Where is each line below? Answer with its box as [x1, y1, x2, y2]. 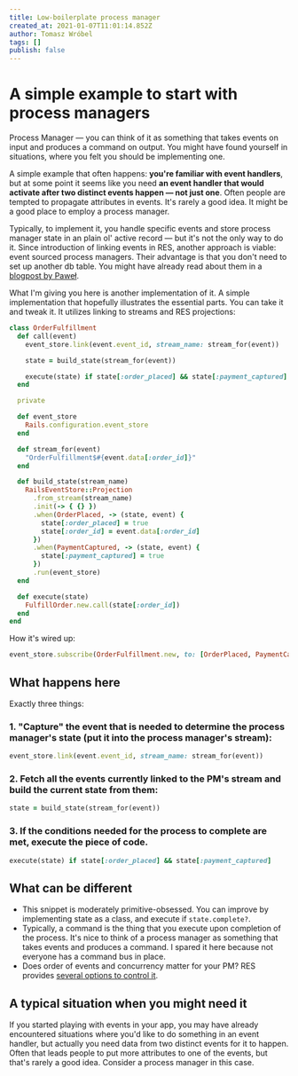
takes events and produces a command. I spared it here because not [21, 942, 273, 953]
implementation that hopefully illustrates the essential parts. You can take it [9, 297, 284, 308]
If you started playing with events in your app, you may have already [9, 1019, 259, 1030]
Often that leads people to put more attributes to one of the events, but [9, 1048, 268, 1058]
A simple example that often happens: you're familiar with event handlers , [9, 169, 284, 179]
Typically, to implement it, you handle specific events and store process [9, 224, 271, 234]
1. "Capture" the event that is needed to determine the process [9, 720, 286, 733]
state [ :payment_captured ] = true [41, 552, 165, 561]
